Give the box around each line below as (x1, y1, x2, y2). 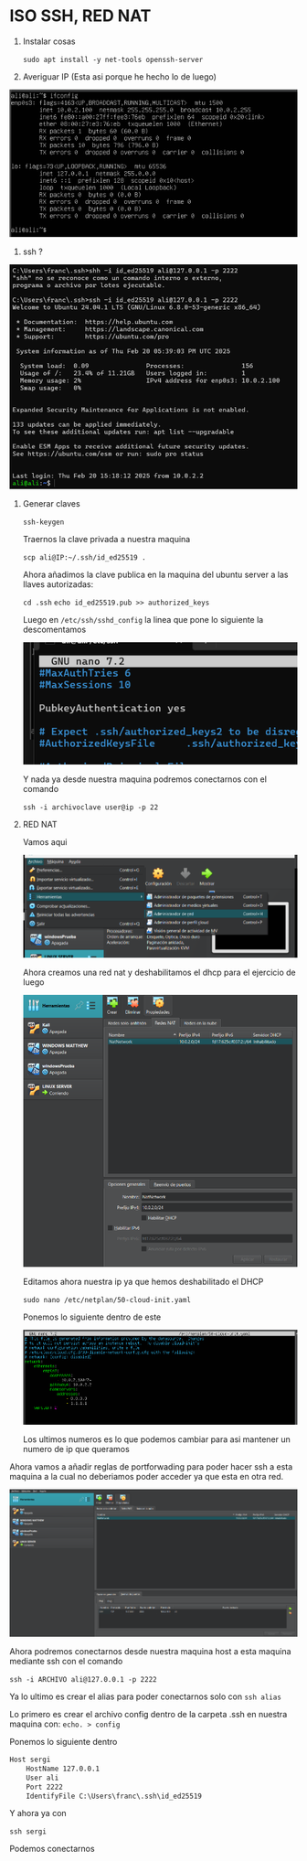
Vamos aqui (22, 837, 68, 848)
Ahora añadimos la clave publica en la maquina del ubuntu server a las (22, 569, 289, 581)
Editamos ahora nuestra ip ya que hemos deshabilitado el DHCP (22, 1277, 264, 1288)
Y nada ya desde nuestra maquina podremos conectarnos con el (22, 774, 268, 785)
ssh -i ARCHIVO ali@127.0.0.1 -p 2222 (9, 1674, 157, 1684)
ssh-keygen (22, 518, 65, 527)
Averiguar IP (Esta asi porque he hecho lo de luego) (22, 70, 217, 82)
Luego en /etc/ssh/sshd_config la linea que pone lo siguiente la (22, 615, 264, 626)
